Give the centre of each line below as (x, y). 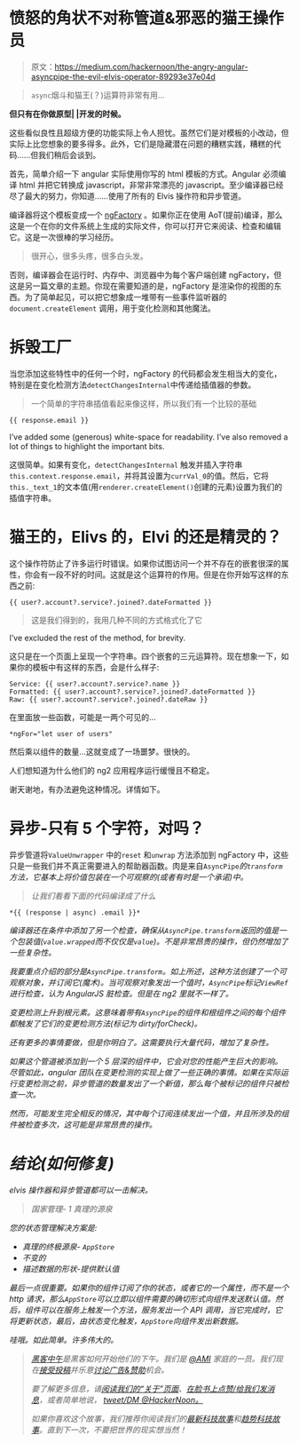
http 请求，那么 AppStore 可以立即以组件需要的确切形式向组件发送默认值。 (142, 1298)
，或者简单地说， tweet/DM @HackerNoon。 (121, 1399)
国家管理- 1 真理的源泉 (71, 1209)
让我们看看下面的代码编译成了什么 (93, 896)
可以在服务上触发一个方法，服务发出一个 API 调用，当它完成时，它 (161, 1310)
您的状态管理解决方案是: (53, 1227)
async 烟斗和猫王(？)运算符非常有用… (98, 95)
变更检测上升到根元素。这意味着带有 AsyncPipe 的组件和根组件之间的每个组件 (148, 1012)
